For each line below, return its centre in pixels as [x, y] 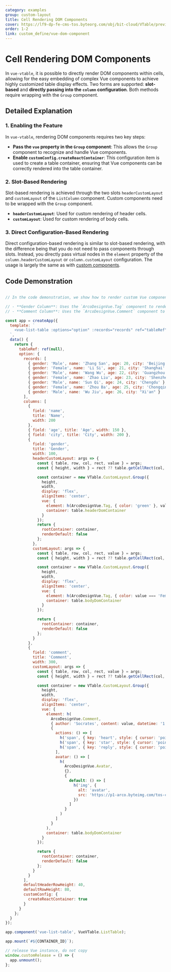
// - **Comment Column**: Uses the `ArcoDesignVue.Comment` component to [85, 311]
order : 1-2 [17, 29]
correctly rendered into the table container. [58, 168]
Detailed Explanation [39, 111]
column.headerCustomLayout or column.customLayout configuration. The [79, 260]
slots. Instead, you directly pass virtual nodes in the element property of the [84, 254]
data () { [19, 340]
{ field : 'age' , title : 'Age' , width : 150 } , [77, 430]
